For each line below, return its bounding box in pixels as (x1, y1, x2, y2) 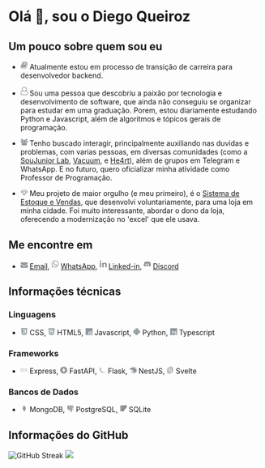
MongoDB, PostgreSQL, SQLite (29, 405, 152, 415)
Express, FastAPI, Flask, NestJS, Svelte (29, 366, 197, 376)
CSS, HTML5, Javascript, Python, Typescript (29, 327, 215, 337)
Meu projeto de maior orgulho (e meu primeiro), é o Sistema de (29, 189, 241, 198)
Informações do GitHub (8, 428, 129, 442)
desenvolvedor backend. (19, 70, 104, 80)
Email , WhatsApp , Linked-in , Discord (29, 261, 180, 270)
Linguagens (8, 309, 57, 321)
